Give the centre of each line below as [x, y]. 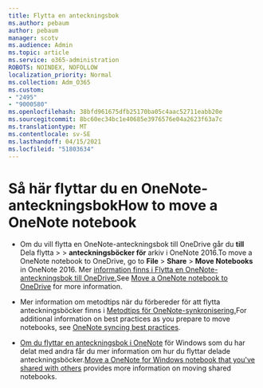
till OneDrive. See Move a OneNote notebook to [151, 278]
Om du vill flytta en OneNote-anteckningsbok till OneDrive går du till [132, 245]
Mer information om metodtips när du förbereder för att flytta [120, 302]
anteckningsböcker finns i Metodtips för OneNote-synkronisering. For [133, 311]
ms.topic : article [39, 53]
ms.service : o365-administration [64, 61]
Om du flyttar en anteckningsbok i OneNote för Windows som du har [132, 343]
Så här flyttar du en [73, 188]
